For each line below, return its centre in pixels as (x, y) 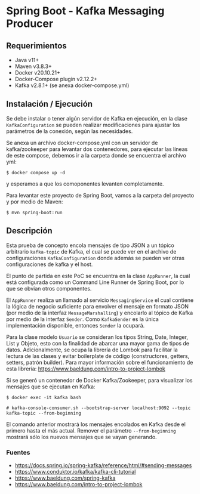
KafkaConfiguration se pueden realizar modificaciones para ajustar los (93, 125)
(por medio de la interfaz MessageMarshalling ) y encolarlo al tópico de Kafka (100, 313)
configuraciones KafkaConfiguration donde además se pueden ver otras (96, 258)
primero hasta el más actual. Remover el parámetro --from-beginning (91, 430)
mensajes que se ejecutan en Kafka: (51, 387)
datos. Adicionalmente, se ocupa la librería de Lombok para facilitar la (92, 350)
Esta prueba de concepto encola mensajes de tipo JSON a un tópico (90, 245)
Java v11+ (27, 60)
